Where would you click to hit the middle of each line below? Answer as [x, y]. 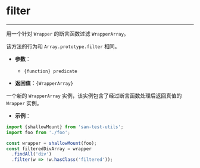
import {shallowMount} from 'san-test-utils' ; [65, 127]
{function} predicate [50, 71]
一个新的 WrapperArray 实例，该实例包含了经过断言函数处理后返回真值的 [94, 96]
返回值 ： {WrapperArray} [44, 83]
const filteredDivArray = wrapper [49, 149]
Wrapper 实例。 [24, 103]
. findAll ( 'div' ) [32, 154]
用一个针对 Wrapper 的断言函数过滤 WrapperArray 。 [68, 33]
